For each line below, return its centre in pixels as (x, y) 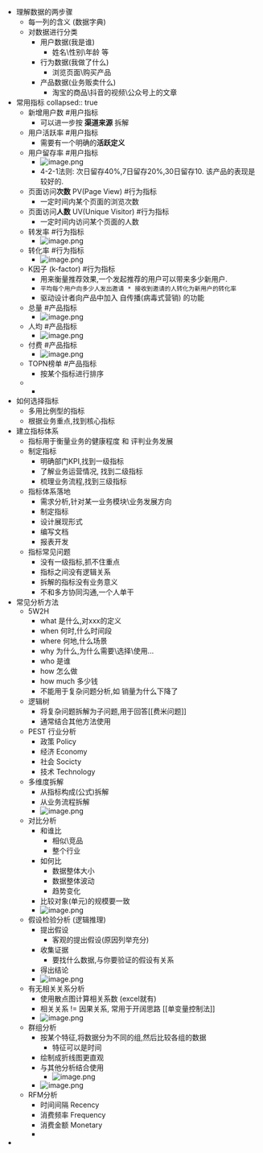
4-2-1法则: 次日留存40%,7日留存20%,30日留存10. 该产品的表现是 (148, 171)
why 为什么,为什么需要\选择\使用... (97, 651)
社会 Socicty (61, 762)
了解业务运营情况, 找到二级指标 (91, 471)
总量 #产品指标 (53, 308)
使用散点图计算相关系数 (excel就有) (98, 998)
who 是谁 (55, 661)
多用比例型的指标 (56, 411)
